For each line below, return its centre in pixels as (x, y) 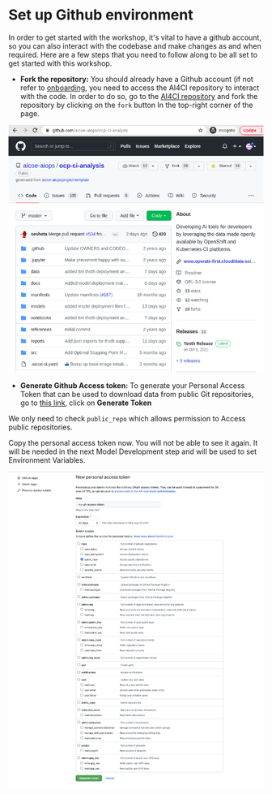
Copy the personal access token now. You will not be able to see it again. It (133, 442)
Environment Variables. (47, 460)
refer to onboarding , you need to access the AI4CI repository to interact (140, 88)
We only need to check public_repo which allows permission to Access (127, 418)
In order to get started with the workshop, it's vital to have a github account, (135, 37)
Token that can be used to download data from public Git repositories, (137, 394)
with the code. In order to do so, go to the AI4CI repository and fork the (139, 96)
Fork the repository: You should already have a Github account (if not (136, 79)
